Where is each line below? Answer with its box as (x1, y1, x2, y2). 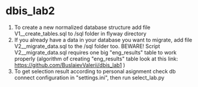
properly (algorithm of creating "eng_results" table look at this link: (14, 55, 178, 62)
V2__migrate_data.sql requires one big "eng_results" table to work (14, 49, 177, 56)
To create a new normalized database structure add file (14, 24, 151, 31)
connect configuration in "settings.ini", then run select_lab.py (14, 74, 165, 81)
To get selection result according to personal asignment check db (14, 67, 176, 75)
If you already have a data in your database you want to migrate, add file (14, 36, 193, 43)
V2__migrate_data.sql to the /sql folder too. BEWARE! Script (14, 43, 160, 50)
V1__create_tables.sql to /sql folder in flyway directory (14, 30, 147, 37)
